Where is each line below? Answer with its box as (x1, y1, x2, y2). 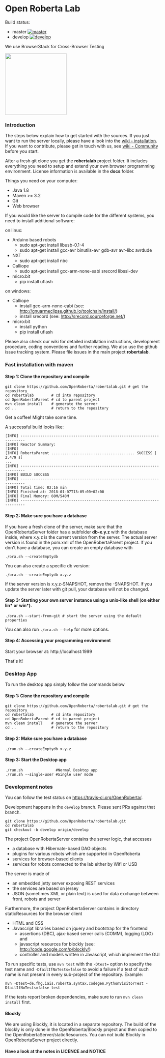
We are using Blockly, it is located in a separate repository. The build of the (5, 1021, 157, 1028)
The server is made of (5, 871, 50, 877)
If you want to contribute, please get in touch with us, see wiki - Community (5, 143, 159, 149)
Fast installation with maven (5, 361, 74, 368)
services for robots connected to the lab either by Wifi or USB (12, 861, 137, 867)
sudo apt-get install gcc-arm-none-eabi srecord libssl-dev (19, 268, 138, 274)
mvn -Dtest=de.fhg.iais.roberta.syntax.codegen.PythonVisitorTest (5, 981, 144, 986)
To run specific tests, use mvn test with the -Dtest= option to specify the (5, 961, 152, 967)
